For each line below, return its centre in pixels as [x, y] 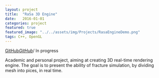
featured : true [20, 28]
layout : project [21, 10]
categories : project [26, 23]
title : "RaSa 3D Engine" [31, 14]
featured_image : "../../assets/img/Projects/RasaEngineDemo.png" [72, 32]
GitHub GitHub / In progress [32, 50]
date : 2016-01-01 [25, 19]
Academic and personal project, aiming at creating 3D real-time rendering [79, 60]
